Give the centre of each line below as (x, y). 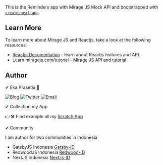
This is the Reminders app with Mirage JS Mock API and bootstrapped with (82, 7)
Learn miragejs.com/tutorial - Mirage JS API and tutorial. (70, 60)
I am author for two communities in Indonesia (51, 137)
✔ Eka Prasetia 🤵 (22, 87)
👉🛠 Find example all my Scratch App (44, 116)
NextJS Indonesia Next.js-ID (41, 157)
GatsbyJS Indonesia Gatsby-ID (44, 147)
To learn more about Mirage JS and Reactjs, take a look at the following (78, 40)
